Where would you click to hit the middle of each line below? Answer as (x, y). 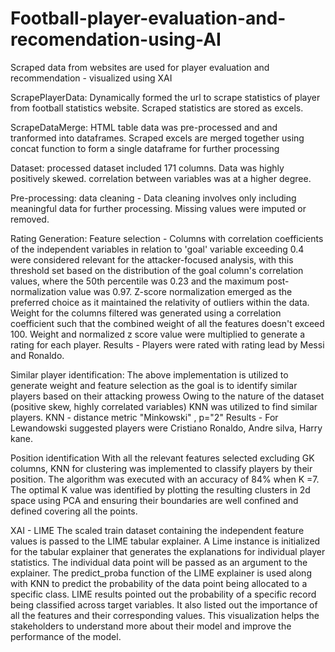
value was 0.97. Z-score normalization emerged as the (180, 291)
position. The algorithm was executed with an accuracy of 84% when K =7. (165, 479)
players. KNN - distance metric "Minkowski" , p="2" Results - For (144, 417)
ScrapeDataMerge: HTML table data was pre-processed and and (144, 127)
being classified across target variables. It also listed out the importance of (164, 604)
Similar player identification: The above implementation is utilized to (149, 374)
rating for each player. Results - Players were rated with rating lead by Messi (167, 344)
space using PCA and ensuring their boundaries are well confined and (154, 500)
